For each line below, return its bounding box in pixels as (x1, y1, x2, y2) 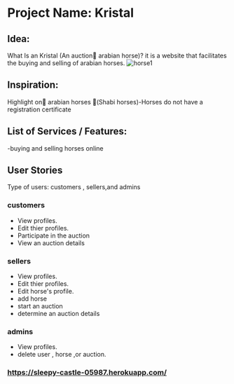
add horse (17, 294, 48, 303)
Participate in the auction (17, 231, 90, 240)
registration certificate (7, 105, 71, 114)
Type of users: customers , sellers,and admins (7, 183, 141, 191)
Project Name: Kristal (7, 5, 135, 21)
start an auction (17, 302, 63, 310)
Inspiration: (7, 79, 59, 91)
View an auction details (17, 238, 85, 247)
